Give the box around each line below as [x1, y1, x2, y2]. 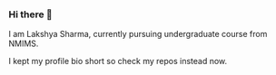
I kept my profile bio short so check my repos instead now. [8, 56, 228, 67]
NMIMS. [8, 38, 39, 49]
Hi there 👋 [8, 8, 54, 21]
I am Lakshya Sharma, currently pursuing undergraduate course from [8, 29, 268, 40]
